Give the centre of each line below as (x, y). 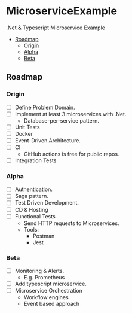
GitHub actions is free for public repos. (71, 154)
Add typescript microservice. (50, 284)
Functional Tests (35, 216)
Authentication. (33, 189)
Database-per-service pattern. (62, 120)
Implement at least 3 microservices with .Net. (70, 114)
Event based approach (51, 304)
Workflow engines (46, 297)
